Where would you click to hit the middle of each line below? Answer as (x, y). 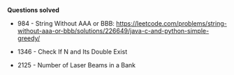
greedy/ (29, 38)
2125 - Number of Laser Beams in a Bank (76, 65)
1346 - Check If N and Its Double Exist (72, 52)
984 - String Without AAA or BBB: (66, 23)
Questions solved (33, 10)
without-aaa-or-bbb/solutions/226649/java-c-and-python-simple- (113, 31)
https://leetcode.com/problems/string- (171, 23)
